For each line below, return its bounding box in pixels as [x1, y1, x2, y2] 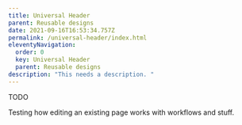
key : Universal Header [15, 56, 90, 64]
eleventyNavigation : [8, 41, 77, 49]
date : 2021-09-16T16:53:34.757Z [8, 26, 115, 34]
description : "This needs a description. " [8, 70, 155, 78]
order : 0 [15, 48, 44, 56]
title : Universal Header [8, 11, 90, 20]
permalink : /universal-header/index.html [8, 33, 148, 42]
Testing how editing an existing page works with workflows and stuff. [8, 108, 235, 117]
